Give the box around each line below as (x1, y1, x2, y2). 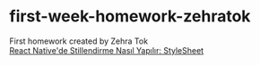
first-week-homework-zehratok (9, 6, 251, 27)
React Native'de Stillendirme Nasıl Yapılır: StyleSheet (9, 45, 204, 55)
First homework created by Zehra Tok (9, 36, 149, 46)
